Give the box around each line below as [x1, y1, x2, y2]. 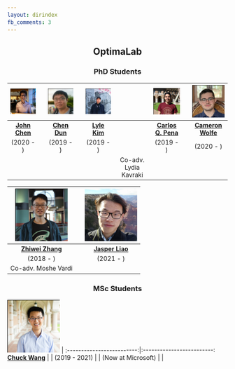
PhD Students [93, 67, 142, 76]
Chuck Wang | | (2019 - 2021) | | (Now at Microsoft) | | [7, 354, 164, 362]
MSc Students [93, 283, 142, 293]
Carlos [157, 121, 177, 130]
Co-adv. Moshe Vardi [10, 264, 73, 273]
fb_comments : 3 [7, 18, 52, 26]
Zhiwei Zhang [20, 244, 62, 253]
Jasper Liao [93, 244, 129, 253]
